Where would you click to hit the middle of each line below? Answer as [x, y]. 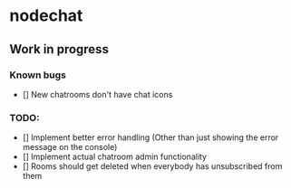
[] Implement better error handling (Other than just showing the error [150, 137]
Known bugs [38, 75]
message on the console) [70, 147]
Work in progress [59, 49]
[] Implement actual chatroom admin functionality [114, 157]
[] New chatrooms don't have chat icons [97, 94]
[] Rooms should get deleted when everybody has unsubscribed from [152, 166]
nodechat [46, 16]
